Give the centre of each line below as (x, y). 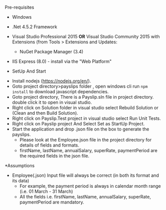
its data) (21, 181)
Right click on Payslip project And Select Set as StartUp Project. (78, 124)
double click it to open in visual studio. (52, 102)
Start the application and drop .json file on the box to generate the (80, 129)
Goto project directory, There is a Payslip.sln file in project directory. (83, 97)
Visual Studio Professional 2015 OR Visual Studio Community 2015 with (86, 37)
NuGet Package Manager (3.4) (51, 52)
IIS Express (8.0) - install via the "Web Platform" (62, 61)
